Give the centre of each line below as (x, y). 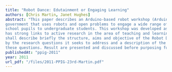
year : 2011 (17, 57)
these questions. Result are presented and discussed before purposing (83, 48)
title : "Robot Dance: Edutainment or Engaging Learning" (67, 10)
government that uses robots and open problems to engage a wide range (83, 24)
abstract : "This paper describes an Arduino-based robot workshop (78, 19)
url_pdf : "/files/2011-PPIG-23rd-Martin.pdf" (55, 62)
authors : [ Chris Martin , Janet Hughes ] (48, 15)
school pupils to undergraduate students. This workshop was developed (83, 29)
